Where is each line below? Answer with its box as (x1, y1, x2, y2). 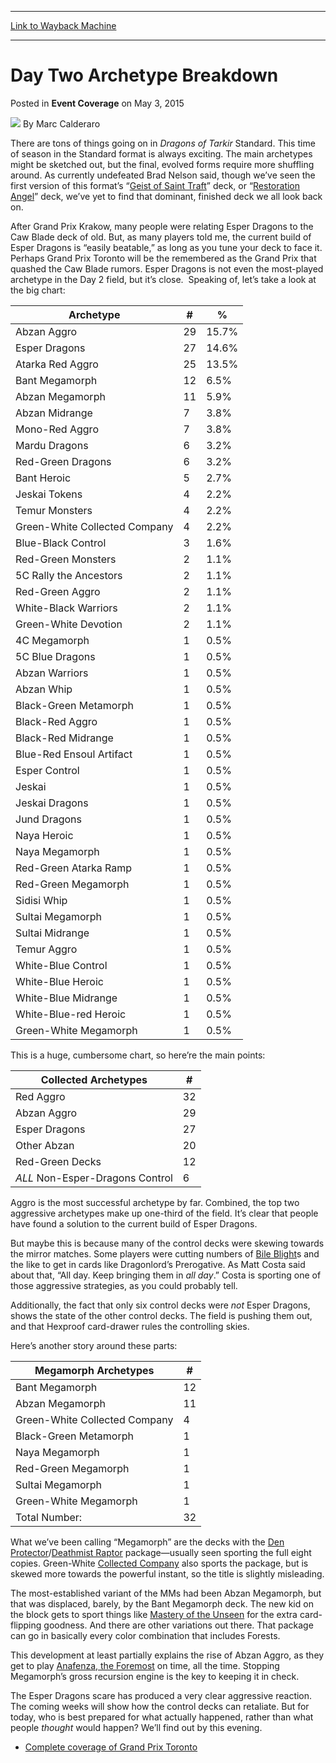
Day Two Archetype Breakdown (10, 64, 279, 87)
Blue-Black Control (15, 536, 107, 550)
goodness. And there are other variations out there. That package (43, 1619, 314, 1631)
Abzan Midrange (15, 406, 93, 420)
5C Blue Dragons (15, 649, 96, 663)
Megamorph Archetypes (34, 1363, 155, 1377)
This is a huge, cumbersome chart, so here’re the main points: (10, 1049, 266, 1061)
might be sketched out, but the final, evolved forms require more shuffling (10, 158, 315, 170)
